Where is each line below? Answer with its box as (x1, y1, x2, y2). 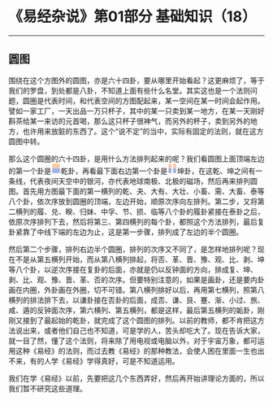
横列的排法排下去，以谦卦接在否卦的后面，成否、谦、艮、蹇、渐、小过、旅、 (8, 294, 265, 305)
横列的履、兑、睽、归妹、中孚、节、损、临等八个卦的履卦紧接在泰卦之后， (15, 207, 265, 216)
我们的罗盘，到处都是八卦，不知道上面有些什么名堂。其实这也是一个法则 (8, 85, 250, 95)
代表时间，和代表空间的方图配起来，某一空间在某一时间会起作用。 (43, 95, 265, 106)
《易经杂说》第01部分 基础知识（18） (8, 7, 257, 26)
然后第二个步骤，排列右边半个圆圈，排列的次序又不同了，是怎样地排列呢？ (8, 244, 258, 254)
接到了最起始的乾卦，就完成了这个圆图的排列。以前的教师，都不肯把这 (22, 315, 258, 325)
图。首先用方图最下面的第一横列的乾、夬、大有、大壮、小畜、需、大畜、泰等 (8, 186, 265, 196)
